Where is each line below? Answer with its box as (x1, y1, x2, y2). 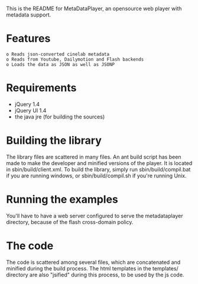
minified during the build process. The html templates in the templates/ (6, 265, 178, 272)
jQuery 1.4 (14, 100, 40, 108)
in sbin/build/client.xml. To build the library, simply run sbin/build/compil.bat (6, 166, 191, 173)
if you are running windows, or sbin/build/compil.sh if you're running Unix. (6, 172, 187, 179)
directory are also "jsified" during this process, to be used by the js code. (6, 271, 184, 278)
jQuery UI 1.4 (14, 107, 47, 114)
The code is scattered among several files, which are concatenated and (6, 259, 181, 266)
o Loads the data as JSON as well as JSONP (6, 61, 115, 67)
